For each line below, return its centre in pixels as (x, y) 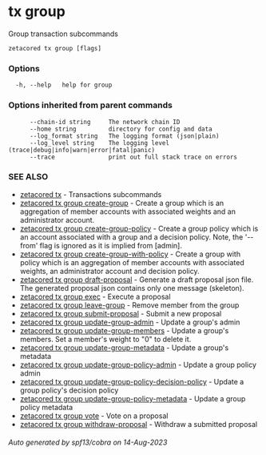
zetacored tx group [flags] (55, 48)
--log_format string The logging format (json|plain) (124, 136)
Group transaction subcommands (63, 34)
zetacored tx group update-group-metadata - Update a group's (124, 348)
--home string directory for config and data (121, 129)
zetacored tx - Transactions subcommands (91, 194)
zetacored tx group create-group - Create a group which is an (122, 203)
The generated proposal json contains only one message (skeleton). (132, 288)
